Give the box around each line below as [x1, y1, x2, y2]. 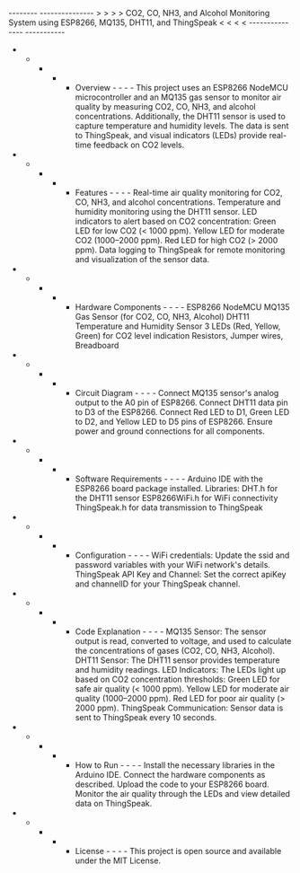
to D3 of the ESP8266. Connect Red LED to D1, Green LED [75, 407, 290, 417]
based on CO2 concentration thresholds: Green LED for [75, 674, 280, 684]
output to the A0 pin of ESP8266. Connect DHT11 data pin [75, 397, 288, 408]
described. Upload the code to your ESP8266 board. [75, 779, 270, 789]
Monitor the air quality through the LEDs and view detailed [75, 789, 291, 798]
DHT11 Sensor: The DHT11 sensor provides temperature [75, 655, 280, 666]
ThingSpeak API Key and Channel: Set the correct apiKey [75, 569, 287, 579]
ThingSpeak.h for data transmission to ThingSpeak [75, 502, 263, 513]
